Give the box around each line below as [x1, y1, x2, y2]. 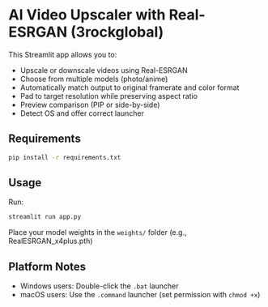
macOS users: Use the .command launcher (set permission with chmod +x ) [19, 290, 261, 300]
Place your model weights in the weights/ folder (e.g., [8, 228, 187, 237]
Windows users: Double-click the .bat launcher [19, 281, 180, 291]
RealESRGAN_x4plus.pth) [8, 237, 93, 246]
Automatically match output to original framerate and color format [19, 83, 240, 92]
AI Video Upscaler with [8, 6, 166, 24]
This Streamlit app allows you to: [8, 49, 117, 59]
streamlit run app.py [8, 213, 82, 221]
